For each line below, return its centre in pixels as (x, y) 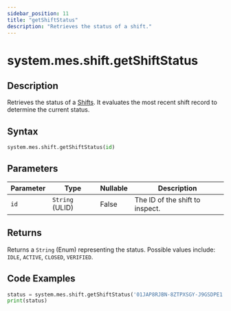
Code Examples (41, 279)
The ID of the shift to (167, 199)
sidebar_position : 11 (38, 13)
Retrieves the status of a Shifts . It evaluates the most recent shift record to (112, 102)
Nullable (114, 188)
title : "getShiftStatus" (43, 20)
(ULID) (63, 208)
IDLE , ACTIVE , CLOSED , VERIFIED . (50, 257)
